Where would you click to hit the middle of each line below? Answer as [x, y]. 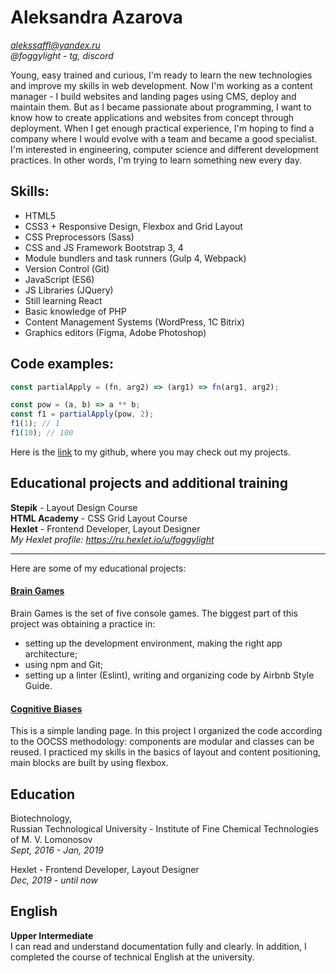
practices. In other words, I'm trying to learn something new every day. [156, 160]
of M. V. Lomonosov [51, 839]
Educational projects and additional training [149, 483]
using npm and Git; [63, 664]
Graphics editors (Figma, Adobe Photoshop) [115, 332]
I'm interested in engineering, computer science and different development [165, 149]
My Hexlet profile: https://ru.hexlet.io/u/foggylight [112, 539]
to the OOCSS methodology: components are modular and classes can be [162, 742]
